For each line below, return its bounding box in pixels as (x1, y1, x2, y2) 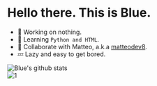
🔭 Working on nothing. (17, 28, 82, 36)
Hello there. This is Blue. (7, 5, 151, 21)
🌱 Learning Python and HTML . (17, 35, 100, 43)
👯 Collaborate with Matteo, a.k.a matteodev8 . (17, 42, 148, 51)
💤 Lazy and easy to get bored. (17, 50, 106, 58)
